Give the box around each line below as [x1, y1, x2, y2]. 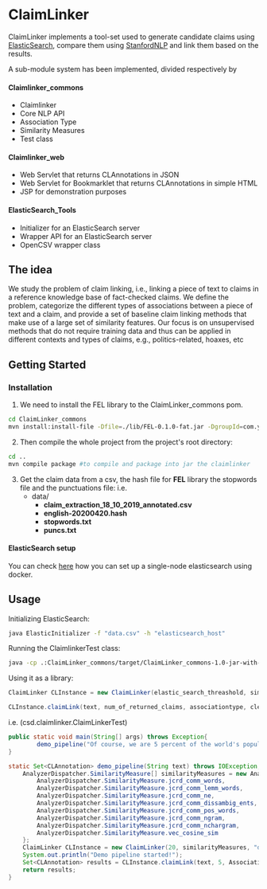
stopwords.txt [43, 516, 92, 527]
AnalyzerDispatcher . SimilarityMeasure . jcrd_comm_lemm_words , [37, 785, 244, 793]
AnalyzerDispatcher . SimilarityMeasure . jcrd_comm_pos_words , [37, 806, 240, 814]
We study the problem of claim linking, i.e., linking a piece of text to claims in [8, 284, 259, 294]
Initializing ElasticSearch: [8, 613, 90, 623]
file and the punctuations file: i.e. [19, 483, 127, 492]
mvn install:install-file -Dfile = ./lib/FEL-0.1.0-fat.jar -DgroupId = [8, 422, 244, 431]
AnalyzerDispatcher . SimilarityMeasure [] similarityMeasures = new [22, 770, 247, 777]
